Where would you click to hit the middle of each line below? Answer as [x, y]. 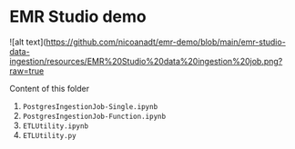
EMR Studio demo [78, 17]
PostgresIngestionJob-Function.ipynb [94, 116]
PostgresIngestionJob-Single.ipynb [90, 106]
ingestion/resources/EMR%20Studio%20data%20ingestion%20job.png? [146, 61]
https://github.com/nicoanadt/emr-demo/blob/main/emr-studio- [166, 42]
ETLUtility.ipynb [56, 126]
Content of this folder [49, 88]
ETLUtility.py [49, 135]
